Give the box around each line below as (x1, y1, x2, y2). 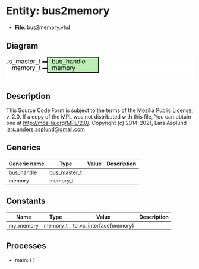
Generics (6, 143, 41, 153)
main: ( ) (14, 257, 36, 264)
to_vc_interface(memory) (72, 222, 135, 229)
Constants (6, 196, 46, 206)
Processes (6, 241, 46, 251)
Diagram (6, 41, 39, 51)
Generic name (8, 160, 45, 167)
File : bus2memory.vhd (14, 24, 70, 31)
